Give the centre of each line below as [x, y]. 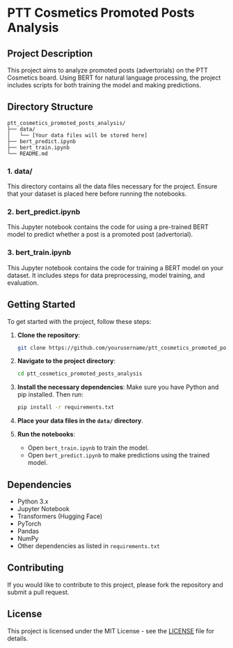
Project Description [50, 53]
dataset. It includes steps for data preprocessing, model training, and [106, 275]
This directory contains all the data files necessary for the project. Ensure [112, 186]
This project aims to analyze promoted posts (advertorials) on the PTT [108, 70]
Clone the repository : [49, 335]
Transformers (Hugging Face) [60, 516]
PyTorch [29, 523]
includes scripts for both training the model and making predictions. [104, 85]
